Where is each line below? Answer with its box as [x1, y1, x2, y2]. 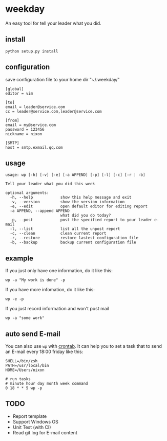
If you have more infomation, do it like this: [5, 287, 95, 293]
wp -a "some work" [5, 315, 45, 321]
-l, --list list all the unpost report [10, 226, 120, 232]
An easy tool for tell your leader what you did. [5, 20, 101, 26]
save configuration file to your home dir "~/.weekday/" [5, 76, 120, 82]
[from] [5, 118, 19, 123]
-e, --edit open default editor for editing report [10, 204, 148, 209]
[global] [5, 86, 24, 92]
